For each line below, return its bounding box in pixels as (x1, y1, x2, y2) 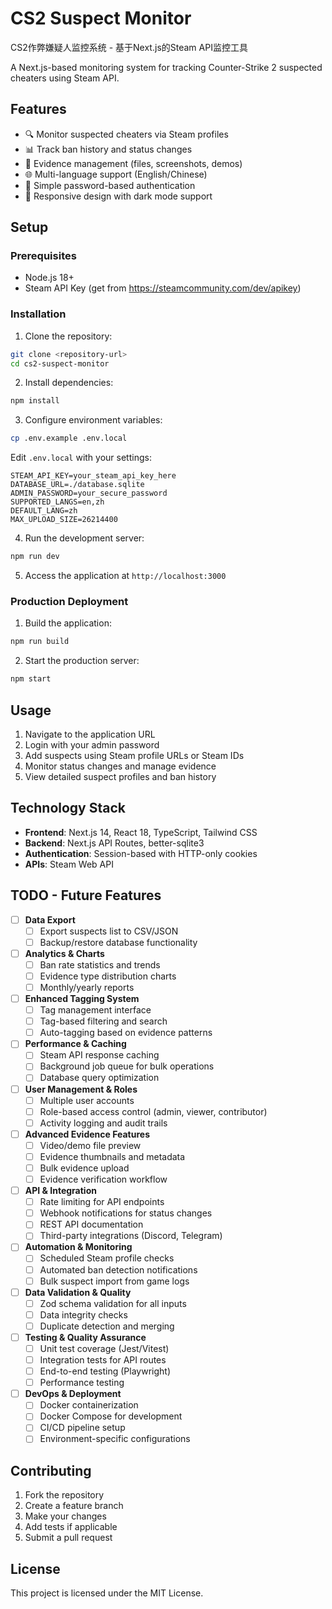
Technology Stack (10, 800, 126, 817)
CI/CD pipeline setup (39, 1422, 126, 1434)
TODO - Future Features (10, 887, 162, 904)
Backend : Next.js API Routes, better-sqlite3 (24, 837, 205, 849)
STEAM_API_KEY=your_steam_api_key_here (10, 471, 177, 481)
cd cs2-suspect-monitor (10, 358, 110, 369)
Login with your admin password (24, 738, 160, 751)
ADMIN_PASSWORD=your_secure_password (10, 488, 168, 499)
